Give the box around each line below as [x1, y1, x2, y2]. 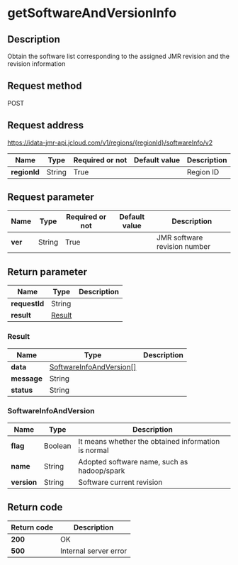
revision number [157, 242, 211, 252]
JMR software [157, 233, 203, 242]
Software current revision [77, 477, 163, 487]
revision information [7, 60, 66, 68]
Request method [7, 80, 82, 92]
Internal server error [59, 546, 127, 556]
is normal [77, 445, 109, 455]
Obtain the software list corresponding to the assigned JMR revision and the [7, 52, 230, 60]
